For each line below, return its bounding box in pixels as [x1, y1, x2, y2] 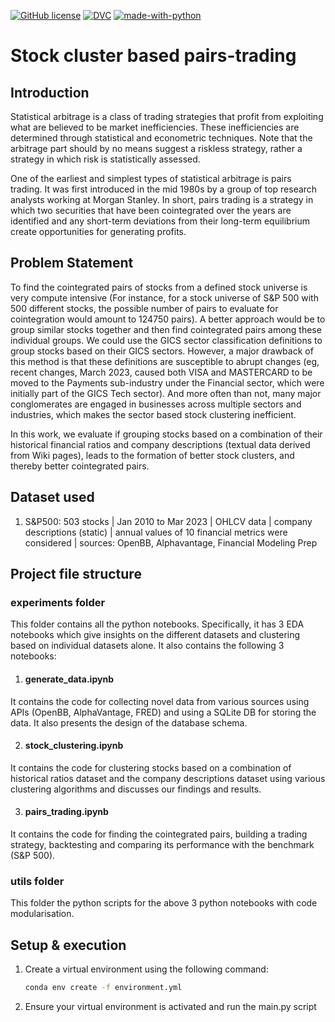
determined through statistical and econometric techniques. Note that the [10, 132, 313, 144]
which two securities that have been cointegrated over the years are [10, 205, 292, 216]
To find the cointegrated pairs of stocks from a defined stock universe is [10, 281, 308, 293]
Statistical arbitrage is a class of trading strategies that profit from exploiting [10, 111, 324, 122]
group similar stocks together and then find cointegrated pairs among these [10, 323, 322, 335]
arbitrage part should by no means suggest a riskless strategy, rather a [10, 143, 303, 154]
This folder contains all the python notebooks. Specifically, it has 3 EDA [10, 618, 305, 630]
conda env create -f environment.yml [24, 983, 183, 993]
